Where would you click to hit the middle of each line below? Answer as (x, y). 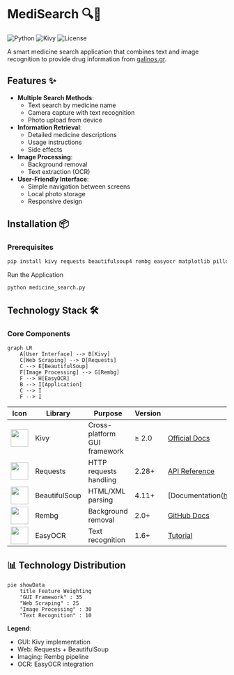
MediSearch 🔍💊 (55, 14)
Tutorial (180, 535)
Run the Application (36, 275)
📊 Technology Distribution (67, 565)
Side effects (45, 149)
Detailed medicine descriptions (72, 134)
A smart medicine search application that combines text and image (103, 51)
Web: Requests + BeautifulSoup (63, 649)
